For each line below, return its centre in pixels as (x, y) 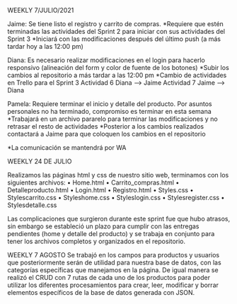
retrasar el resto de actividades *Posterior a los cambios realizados (105, 126)
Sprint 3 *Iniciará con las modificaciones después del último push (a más (114, 39)
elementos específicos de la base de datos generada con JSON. (101, 292)
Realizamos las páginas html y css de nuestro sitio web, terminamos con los (118, 175)
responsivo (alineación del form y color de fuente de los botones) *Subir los (118, 68)
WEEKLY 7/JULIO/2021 (41, 10)
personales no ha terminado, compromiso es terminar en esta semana (110, 111)
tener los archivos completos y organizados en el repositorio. (97, 241)
